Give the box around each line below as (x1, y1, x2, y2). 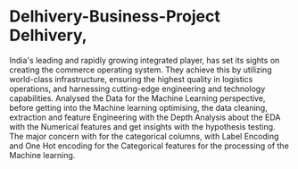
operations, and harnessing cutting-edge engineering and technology (9, 83, 266, 94)
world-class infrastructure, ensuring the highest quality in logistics (9, 73, 253, 84)
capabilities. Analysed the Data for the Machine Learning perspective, (9, 92, 266, 104)
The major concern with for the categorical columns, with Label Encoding (9, 131, 279, 141)
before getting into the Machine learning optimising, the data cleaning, (9, 102, 268, 113)
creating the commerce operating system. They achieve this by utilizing (9, 64, 272, 75)
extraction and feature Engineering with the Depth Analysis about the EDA (9, 112, 281, 123)
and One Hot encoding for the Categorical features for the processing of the (9, 140, 290, 151)
